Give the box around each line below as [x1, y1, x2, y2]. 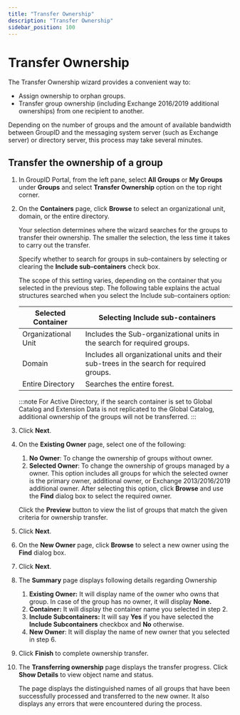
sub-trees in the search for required [85, 359, 206, 369]
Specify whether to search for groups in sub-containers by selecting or [18, 254, 227, 264]
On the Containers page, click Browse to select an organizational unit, [18, 205, 226, 213]
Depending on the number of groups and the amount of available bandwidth [8, 120, 231, 129]
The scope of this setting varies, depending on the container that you [18, 276, 222, 285]
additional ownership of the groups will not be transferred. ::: [18, 413, 197, 421]
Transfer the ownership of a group [8, 156, 163, 168]
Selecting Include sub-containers [98, 313, 216, 323]
